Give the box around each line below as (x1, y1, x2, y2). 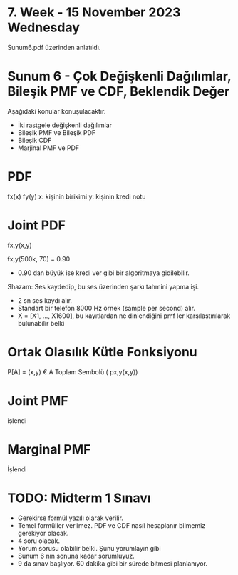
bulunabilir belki (17, 319, 65, 327)
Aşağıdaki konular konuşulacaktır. (7, 106, 106, 115)
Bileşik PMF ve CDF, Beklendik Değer (7, 84, 230, 100)
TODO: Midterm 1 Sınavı (7, 490, 151, 506)
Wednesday (7, 19, 81, 36)
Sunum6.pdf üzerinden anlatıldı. (7, 43, 101, 51)
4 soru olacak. (17, 536, 61, 545)
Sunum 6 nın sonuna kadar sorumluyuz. (17, 551, 135, 560)
